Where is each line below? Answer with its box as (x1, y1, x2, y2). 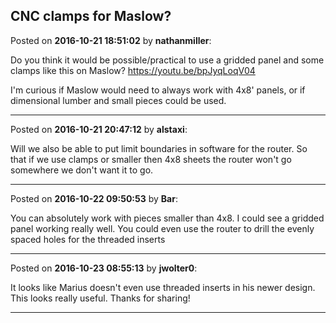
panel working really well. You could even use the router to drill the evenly (10, 222, 315, 234)
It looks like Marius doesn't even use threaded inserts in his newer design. (10, 281, 316, 293)
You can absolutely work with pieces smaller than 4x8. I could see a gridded (10, 212, 325, 224)
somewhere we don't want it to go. (10, 164, 154, 176)
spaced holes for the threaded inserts (10, 233, 166, 245)
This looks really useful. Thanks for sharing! (10, 292, 191, 304)
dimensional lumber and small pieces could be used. (10, 94, 227, 106)
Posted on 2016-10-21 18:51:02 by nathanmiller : (10, 34, 212, 46)
